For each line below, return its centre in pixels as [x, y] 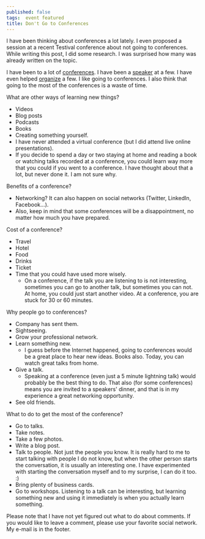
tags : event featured [35, 18]
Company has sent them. [47, 324]
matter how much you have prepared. [62, 218]
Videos [24, 109]
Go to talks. [30, 426]
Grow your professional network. [57, 337]
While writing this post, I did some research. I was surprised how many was [102, 54]
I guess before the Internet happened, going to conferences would [108, 350]
